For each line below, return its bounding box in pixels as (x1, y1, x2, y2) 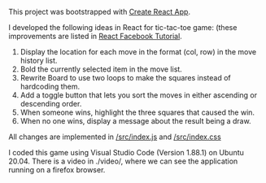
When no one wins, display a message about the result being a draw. (20, 116, 251, 125)
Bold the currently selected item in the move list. (20, 64, 183, 74)
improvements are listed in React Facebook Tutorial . (8, 32, 183, 41)
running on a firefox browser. (8, 165, 106, 174)
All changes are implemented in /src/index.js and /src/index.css (8, 132, 221, 142)
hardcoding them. (20, 81, 81, 91)
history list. (20, 56, 58, 65)
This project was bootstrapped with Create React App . (8, 7, 191, 16)
